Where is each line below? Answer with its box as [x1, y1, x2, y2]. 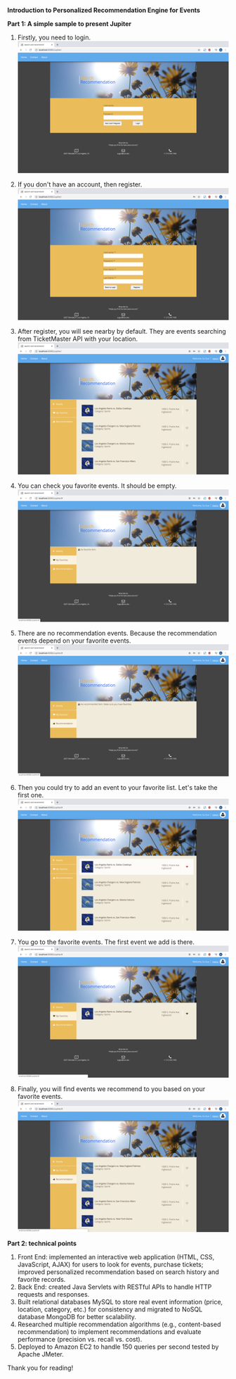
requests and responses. [17, 1290, 90, 1298]
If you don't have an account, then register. [17, 180, 143, 189]
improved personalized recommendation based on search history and [17, 1268, 219, 1276]
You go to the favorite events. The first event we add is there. [17, 938, 195, 946]
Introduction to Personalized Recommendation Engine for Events [7, 6, 200, 14]
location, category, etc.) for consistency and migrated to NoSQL [17, 1305, 203, 1314]
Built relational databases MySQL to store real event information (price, [17, 1298, 223, 1306]
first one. [17, 791, 44, 799]
